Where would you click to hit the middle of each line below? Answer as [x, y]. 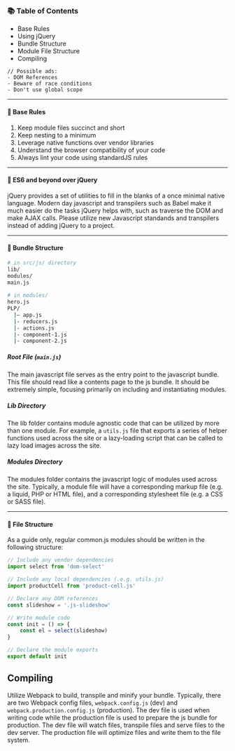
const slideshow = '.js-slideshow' [59, 605]
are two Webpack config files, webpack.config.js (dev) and [93, 703]
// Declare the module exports [53, 650]
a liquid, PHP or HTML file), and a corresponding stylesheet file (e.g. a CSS [115, 494]
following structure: [35, 547]
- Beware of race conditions [50, 84]
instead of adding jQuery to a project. [61, 225]
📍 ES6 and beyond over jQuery [52, 180]
